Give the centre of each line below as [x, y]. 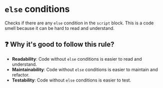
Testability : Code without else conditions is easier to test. [72, 80]
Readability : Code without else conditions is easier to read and [77, 59]
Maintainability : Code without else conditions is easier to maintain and [85, 69]
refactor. [21, 75]
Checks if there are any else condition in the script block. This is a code [79, 23]
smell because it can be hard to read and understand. [60, 28]
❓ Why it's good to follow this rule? [60, 44]
